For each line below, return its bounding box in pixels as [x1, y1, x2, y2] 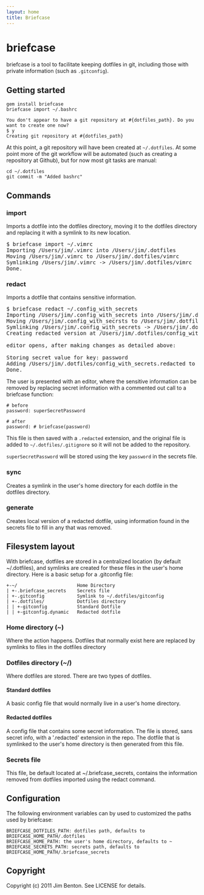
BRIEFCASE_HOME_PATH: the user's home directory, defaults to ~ [6, 838, 172, 844]
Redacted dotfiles [6, 714, 52, 721]
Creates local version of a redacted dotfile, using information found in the [6, 517, 189, 524]
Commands [6, 190, 52, 201]
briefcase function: [6, 391, 54, 398]
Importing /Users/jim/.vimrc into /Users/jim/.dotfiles [6, 247, 176, 253]
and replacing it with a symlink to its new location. [6, 229, 131, 236]
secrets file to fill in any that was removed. [6, 524, 112, 531]
